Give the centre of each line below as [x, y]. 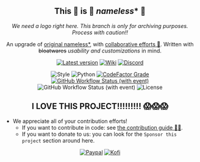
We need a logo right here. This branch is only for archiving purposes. [100, 26]
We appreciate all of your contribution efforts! [70, 121]
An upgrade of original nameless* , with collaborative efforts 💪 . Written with [100, 44]
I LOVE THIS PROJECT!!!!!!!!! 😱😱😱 [100, 106]
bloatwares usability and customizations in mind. [100, 51]
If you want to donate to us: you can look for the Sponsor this [99, 134]
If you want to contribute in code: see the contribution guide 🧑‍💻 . [102, 127]
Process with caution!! [100, 32]
